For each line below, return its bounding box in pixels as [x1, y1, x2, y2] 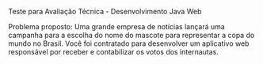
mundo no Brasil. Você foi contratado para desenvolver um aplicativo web [8, 39, 250, 48]
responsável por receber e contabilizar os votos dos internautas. [8, 47, 219, 56]
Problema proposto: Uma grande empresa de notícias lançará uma [8, 22, 226, 31]
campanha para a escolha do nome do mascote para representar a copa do [8, 31, 255, 40]
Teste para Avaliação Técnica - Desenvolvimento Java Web [8, 7, 202, 16]
